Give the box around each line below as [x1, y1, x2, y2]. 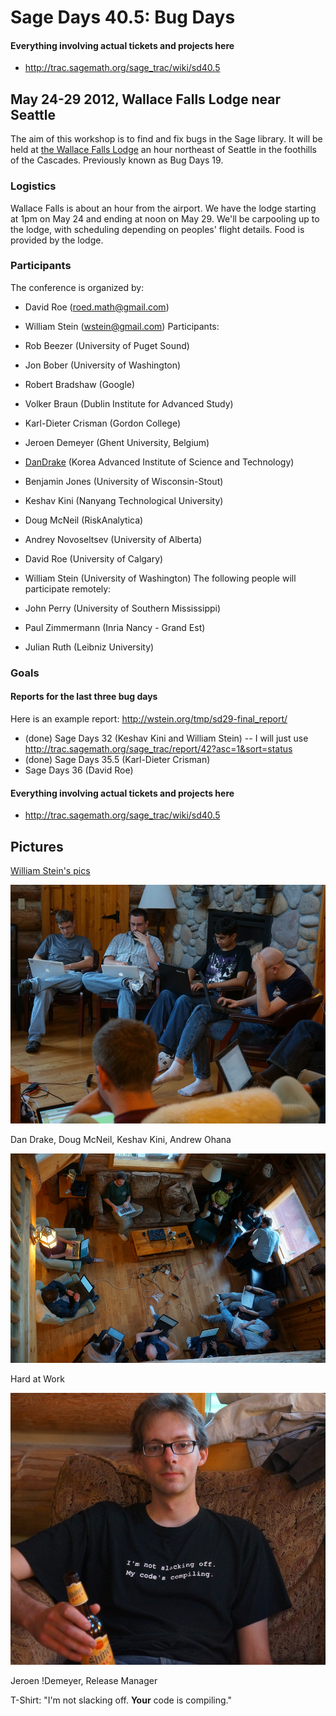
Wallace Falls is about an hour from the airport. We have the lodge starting [10, 202, 317, 214]
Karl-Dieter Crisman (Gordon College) [24, 417, 182, 429]
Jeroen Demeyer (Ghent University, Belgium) [24, 436, 210, 448]
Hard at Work [10, 1373, 65, 1385]
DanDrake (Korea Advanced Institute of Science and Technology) [24, 456, 295, 468]
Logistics [10, 179, 57, 193]
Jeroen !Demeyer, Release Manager [10, 1675, 158, 1687]
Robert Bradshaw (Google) [24, 378, 136, 390]
